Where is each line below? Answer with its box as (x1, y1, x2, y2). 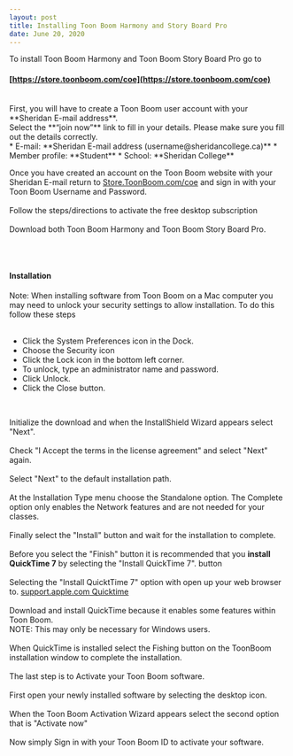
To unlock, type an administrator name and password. (21, 364, 220, 374)
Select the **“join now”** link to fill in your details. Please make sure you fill (9, 121, 285, 133)
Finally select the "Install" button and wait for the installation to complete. (9, 529, 276, 540)
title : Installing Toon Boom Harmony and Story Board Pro (9, 21, 227, 30)
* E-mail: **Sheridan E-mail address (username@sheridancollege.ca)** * (9, 141, 278, 151)
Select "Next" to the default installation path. (9, 473, 173, 483)
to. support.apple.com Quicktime (9, 586, 129, 597)
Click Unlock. (21, 373, 71, 383)
